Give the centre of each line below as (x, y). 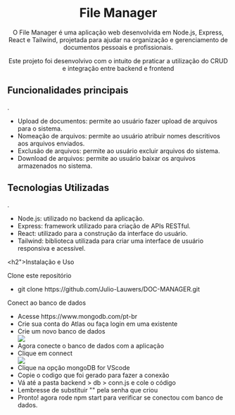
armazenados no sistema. (55, 166)
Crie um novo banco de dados (61, 331)
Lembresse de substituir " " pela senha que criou (88, 390)
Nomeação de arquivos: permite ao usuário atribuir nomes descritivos (119, 136)
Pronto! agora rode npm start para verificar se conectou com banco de (120, 397)
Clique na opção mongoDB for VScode (74, 367)
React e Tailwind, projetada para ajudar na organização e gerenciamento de (118, 39)
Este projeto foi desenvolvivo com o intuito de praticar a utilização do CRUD (118, 60)
